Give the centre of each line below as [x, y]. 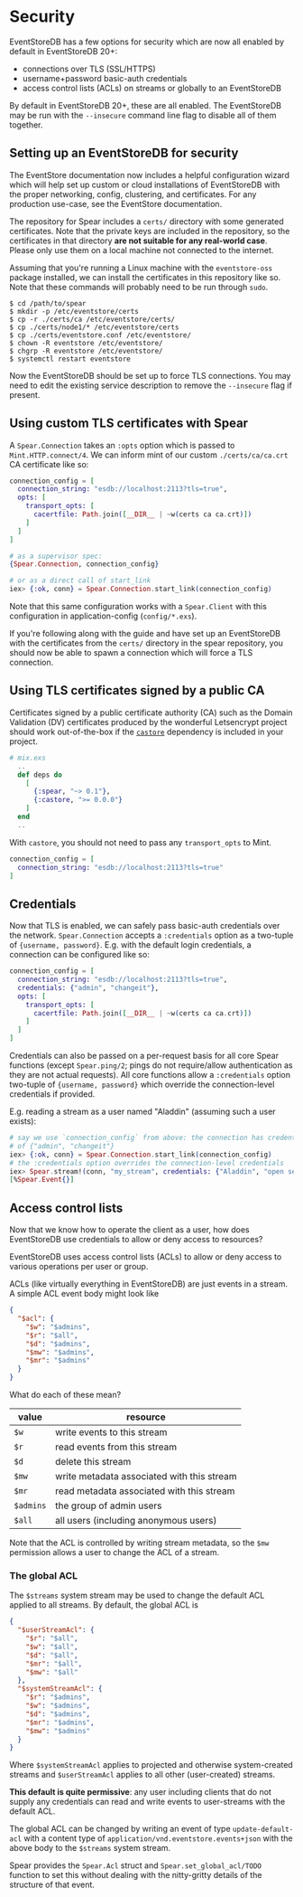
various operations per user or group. [79, 1267]
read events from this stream [116, 1447]
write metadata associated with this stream [146, 1476]
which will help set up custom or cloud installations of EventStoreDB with [145, 184]
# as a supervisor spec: [56, 556]
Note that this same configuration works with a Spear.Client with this [138, 607]
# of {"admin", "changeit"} [62, 1146]
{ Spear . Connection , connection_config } [84, 564]
